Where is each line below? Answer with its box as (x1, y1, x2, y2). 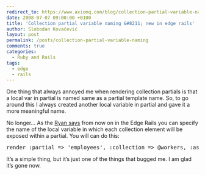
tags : (6, 60, 20, 66)
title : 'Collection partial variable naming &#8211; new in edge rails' (6, 20, 195, 26)
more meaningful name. (6, 107, 67, 115)
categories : (6, 49, 37, 55)
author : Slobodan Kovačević (6, 26, 78, 32)
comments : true (6, 43, 45, 49)
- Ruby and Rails (12, 54, 56, 60)
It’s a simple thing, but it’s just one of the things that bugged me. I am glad (6, 155, 192, 163)
